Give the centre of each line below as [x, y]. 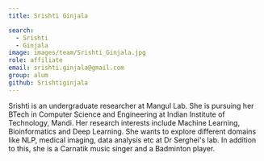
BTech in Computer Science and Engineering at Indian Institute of [117, 114]
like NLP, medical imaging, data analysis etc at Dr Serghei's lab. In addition [132, 140]
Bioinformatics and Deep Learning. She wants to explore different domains [132, 131]
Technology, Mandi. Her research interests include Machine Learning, [124, 122]
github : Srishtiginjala [48, 83]
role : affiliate [36, 60]
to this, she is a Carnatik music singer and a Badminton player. [112, 148]
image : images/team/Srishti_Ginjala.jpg [78, 53]
